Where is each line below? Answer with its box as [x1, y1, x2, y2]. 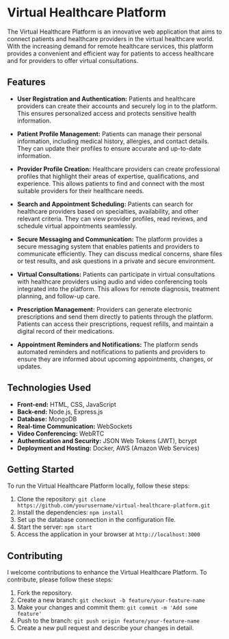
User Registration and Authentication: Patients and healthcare [16, 95, 196, 103]
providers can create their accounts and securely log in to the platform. [16, 101, 217, 110]
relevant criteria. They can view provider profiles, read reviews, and [16, 214, 208, 223]
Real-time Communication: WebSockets [16, 422, 133, 430]
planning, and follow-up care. [16, 292, 100, 300]
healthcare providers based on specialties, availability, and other [16, 207, 199, 215]
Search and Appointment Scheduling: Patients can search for [16, 200, 193, 208]
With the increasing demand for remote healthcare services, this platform [7, 42, 214, 50]
